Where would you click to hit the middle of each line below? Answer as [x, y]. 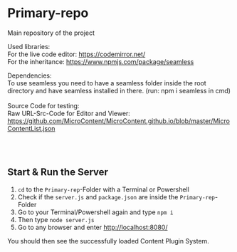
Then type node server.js [56, 219]
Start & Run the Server [58, 172]
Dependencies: [30, 75]
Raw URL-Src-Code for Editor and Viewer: [69, 113]
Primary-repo [48, 13]
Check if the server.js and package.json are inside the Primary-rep [116, 196]
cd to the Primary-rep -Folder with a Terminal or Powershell [104, 189]
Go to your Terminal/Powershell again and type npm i [95, 212]
